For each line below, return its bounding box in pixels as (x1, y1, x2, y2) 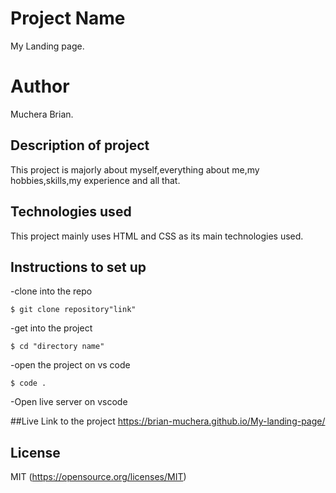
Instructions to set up (10, 258, 147, 276)
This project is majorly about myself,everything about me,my (10, 163, 260, 176)
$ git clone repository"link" (10, 305, 137, 315)
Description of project (10, 137, 150, 154)
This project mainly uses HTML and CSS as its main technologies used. (10, 230, 304, 242)
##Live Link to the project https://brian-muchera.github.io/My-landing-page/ (10, 415, 326, 427)
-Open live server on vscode (10, 396, 128, 408)
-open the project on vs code (10, 359, 131, 371)
